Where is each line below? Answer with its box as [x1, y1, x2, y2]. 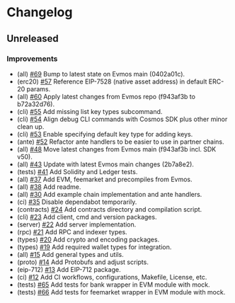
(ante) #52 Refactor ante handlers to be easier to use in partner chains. [16, 137, 224, 146]
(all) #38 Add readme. [16, 182, 81, 191]
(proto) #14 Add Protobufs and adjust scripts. [16, 258, 149, 266]
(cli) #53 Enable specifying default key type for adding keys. [16, 130, 193, 138]
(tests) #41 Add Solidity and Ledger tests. [16, 167, 138, 176]
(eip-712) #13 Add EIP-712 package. [16, 265, 121, 273]
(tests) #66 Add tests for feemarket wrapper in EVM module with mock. [16, 287, 226, 296]
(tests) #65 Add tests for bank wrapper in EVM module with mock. [16, 280, 210, 289]
